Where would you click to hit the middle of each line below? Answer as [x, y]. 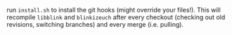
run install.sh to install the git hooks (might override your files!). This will [114, 10]
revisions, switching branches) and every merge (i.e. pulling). [95, 24]
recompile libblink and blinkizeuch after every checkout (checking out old [116, 17]
